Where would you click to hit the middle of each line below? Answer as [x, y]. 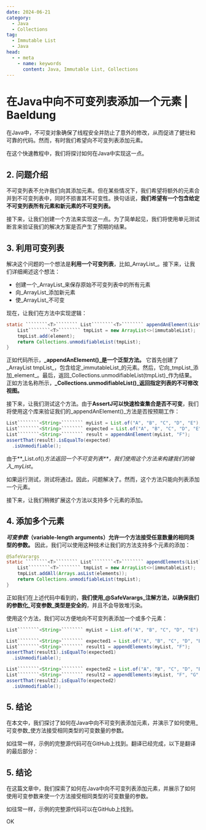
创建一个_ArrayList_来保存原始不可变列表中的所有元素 [83, 284]
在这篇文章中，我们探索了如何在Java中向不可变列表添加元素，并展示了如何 [101, 789]
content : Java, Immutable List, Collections [80, 69]
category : [19, 18]
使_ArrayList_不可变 [40, 300]
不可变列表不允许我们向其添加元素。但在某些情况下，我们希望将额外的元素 [100, 190]
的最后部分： [22, 751]
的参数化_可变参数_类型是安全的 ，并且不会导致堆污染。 [76, 605]
